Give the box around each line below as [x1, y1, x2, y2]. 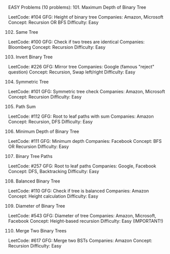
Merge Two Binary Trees [15, 228, 67, 233]
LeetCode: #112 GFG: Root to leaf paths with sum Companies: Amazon [8, 113, 154, 119]
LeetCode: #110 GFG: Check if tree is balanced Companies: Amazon [8, 188, 149, 194]
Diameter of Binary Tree [15, 203, 65, 209]
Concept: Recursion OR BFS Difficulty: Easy [8, 20, 99, 25]
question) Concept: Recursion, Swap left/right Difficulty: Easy [8, 69, 135, 75]
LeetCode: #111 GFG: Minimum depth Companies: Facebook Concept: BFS [8, 138, 162, 144]
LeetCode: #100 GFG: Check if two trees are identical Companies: [8, 39, 145, 45]
